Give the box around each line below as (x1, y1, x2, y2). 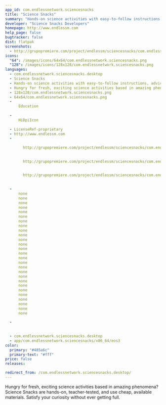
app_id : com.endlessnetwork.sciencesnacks (5, 7, 94, 12)
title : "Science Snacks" (5, 12, 56, 17)
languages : (5, 67, 28, 72)
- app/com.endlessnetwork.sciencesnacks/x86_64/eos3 (9, 338, 121, 343)
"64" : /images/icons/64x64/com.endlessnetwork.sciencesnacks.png (9, 58, 147, 63)
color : (5, 343, 19, 348)
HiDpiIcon (18, 117, 39, 123)
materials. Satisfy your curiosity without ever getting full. (5, 394, 120, 400)
